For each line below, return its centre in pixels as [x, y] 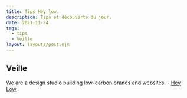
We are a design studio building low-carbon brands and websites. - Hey [93, 83]
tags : [13, 28]
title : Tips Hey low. [33, 12]
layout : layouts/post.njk [38, 45]
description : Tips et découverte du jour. [59, 17]
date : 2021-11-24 [27, 22]
